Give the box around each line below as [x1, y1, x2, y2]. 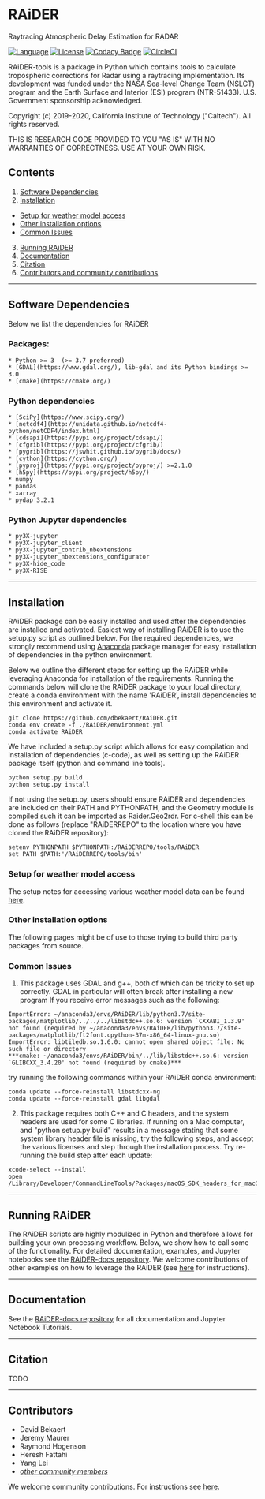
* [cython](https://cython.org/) [8, 455, 118, 463]
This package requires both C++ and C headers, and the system [19, 1108, 229, 1118]
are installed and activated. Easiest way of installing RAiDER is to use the [8, 625, 244, 634]
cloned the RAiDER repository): [8, 828, 109, 838]
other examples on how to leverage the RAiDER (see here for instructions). [8, 1262, 250, 1272]
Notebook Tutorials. [8, 1322, 73, 1332]
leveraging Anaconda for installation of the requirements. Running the [8, 674, 234, 683]
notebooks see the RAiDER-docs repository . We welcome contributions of [8, 1254, 248, 1264]
